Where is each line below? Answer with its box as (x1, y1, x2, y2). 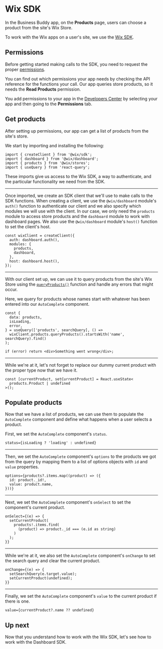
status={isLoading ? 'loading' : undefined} (5, 440, 97, 446)
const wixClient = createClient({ (5, 233, 75, 238)
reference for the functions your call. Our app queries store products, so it (5, 81, 153, 87)
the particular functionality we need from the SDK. (5, 178, 106, 184)
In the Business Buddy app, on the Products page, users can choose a (5, 20, 147, 25)
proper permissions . (5, 66, 46, 72)
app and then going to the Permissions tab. (5, 101, 93, 107)
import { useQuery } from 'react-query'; (5, 165, 90, 170)
